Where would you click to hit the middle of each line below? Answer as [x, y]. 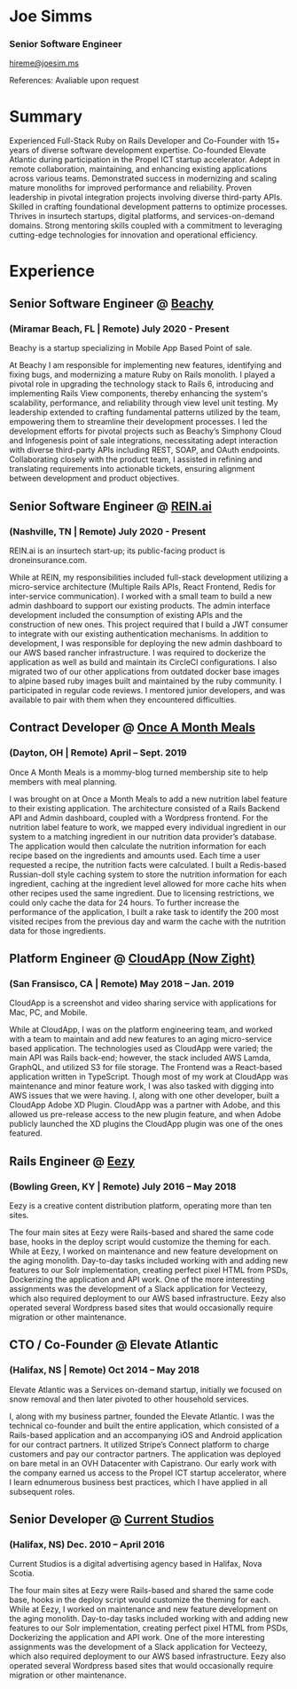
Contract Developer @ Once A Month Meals [132, 727]
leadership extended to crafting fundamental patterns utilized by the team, [145, 412]
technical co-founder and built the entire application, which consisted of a [144, 1426]
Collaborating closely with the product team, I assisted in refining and [136, 459]
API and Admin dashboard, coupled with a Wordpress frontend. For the [139, 817]
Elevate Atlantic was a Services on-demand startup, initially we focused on [145, 1389]
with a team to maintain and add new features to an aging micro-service [141, 1039]
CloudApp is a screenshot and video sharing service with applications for [143, 1003]
